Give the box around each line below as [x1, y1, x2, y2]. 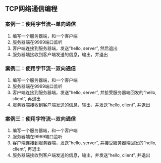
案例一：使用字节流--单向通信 [5, 21, 76, 28]
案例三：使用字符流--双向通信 [5, 115, 76, 122]
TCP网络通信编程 [5, 4, 58, 13]
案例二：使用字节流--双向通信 [5, 65, 76, 72]
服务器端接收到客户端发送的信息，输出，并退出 [12, 51, 108, 57]
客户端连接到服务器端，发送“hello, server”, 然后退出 [12, 45, 118, 51]
